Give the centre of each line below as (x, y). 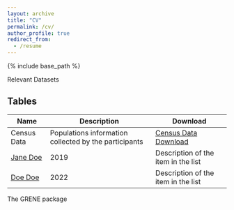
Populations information (89, 133)
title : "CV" (24, 20)
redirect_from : (29, 40)
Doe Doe (25, 177)
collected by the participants (96, 142)
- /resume (28, 46)
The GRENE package (37, 199)
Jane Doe (26, 157)
